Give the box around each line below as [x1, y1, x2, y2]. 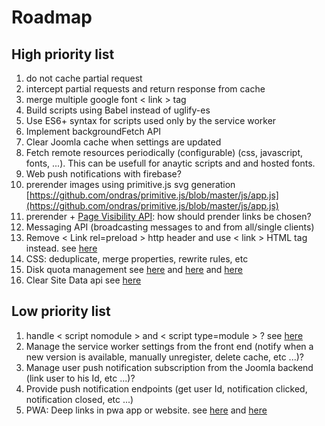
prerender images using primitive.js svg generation [25, 179, 236, 190]
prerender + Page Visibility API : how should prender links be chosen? [25, 211, 312, 222]
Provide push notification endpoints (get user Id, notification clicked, [25, 382, 308, 395]
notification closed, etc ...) [25, 393, 134, 405]
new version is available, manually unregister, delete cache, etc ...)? [25, 351, 304, 363]
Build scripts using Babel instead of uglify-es [25, 104, 211, 116]
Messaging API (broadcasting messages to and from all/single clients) [25, 221, 315, 233]
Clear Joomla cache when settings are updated [25, 136, 222, 148]
